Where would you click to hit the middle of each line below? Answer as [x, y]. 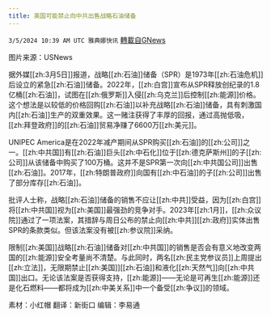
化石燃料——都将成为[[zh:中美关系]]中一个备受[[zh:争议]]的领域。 [124, 287]
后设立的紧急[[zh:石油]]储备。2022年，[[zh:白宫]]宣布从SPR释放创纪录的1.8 [134, 84]
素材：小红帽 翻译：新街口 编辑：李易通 [74, 305]
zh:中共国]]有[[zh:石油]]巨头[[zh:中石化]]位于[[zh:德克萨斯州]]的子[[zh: [145, 152]
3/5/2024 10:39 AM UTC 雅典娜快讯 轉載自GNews [87, 40]
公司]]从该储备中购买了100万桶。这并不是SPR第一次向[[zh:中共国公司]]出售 [133, 162]
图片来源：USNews [40, 57]
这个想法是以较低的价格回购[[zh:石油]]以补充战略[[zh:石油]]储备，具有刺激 [131, 104]
